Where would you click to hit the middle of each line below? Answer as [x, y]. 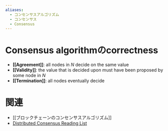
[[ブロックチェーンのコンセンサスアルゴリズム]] [62, 118]
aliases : [14, 10]
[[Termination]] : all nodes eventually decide [59, 81]
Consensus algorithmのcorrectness [82, 50]
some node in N [29, 76]
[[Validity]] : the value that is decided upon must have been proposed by [88, 70]
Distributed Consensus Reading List [50, 123]
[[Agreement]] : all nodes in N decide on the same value [71, 65]
